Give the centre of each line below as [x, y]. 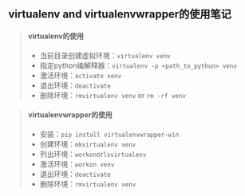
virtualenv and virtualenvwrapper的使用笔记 [120, 14]
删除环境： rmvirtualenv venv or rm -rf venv [113, 95]
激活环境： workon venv [77, 164]
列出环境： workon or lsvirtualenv [93, 154]
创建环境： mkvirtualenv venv [88, 144]
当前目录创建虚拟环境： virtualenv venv [105, 55]
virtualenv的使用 [55, 36]
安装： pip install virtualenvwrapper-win [109, 134]
